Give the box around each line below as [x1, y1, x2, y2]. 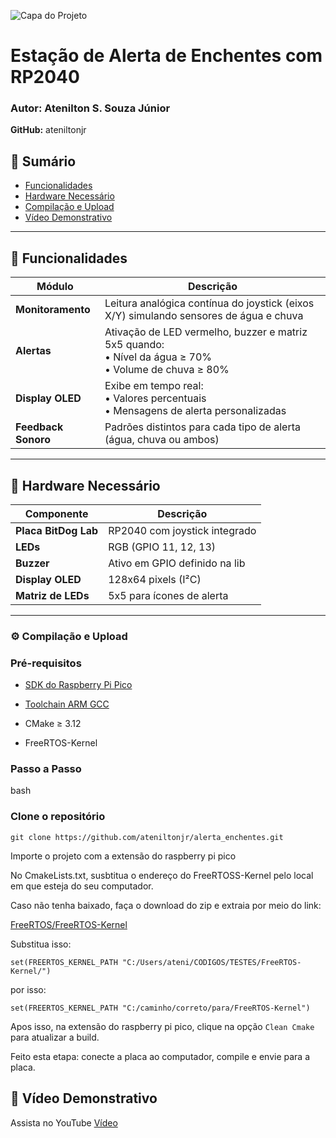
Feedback [15, 420, 64, 434]
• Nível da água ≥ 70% [104, 350, 213, 364]
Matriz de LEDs [15, 588, 90, 602]
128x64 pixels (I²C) [108, 572, 202, 586]
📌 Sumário [10, 153, 77, 170]
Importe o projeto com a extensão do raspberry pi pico [10, 850, 237, 862]
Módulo [36, 280, 74, 294]
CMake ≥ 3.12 [24, 718, 82, 730]
